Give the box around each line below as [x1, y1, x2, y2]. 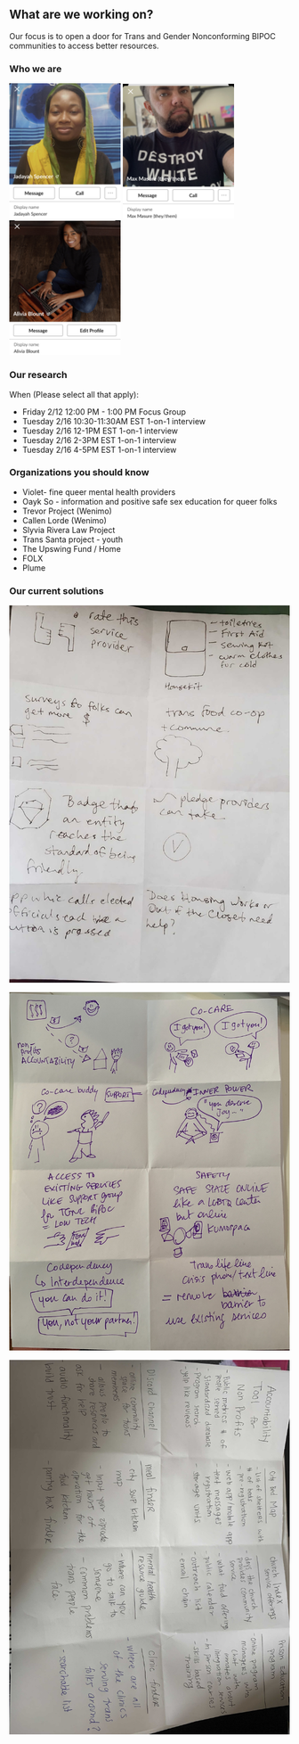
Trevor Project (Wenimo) [21, 506, 113, 516]
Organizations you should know [9, 466, 149, 479]
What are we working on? [9, 7, 154, 22]
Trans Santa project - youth [21, 534, 123, 545]
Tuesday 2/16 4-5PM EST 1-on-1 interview [21, 444, 177, 455]
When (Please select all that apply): [9, 389, 140, 399]
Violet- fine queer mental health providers [21, 486, 176, 498]
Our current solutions [9, 584, 104, 596]
